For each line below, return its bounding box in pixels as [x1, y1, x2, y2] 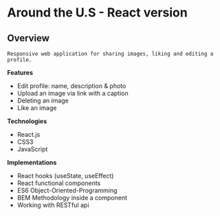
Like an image [16, 104, 57, 111]
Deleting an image [16, 96, 69, 105]
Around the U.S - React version [7, 5, 188, 21]
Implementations [7, 158, 57, 166]
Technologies [7, 117, 47, 125]
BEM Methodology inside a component [16, 194, 127, 202]
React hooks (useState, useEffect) [16, 172, 114, 180]
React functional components [16, 179, 101, 187]
